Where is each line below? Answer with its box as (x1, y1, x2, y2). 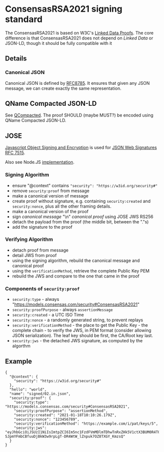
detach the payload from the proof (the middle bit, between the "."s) (12, 218, 149, 225)
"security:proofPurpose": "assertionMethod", (14, 408, 108, 413)
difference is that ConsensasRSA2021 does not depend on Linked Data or (5, 35, 154, 41)
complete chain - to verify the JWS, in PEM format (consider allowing (12, 328, 151, 334)
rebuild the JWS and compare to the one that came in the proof (12, 273, 140, 279)
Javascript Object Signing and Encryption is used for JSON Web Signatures (5, 145, 157, 151)
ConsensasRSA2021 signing (5, 3, 123, 15)
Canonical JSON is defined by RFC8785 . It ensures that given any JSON (5, 80, 150, 86)
